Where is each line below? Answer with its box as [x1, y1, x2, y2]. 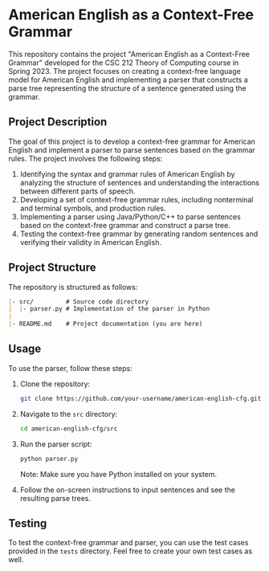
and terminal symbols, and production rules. [19, 203, 166, 213]
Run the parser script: [19, 439, 92, 449]
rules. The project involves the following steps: [8, 153, 163, 163]
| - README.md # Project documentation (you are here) [8, 320, 203, 328]
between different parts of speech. [19, 186, 136, 196]
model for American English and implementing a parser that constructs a [8, 75, 249, 84]
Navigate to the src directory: [19, 409, 118, 418]
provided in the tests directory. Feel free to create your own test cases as [8, 546, 253, 556]
